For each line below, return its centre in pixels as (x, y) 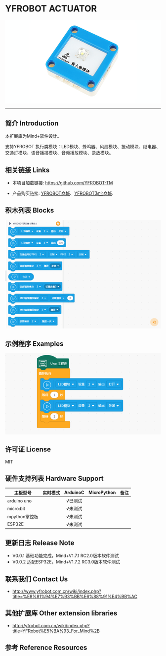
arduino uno (20, 500)
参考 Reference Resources (46, 648)
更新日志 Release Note (40, 543)
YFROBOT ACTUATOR (51, 9)
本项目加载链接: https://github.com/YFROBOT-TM (62, 183)
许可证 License (28, 450)
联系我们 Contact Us (37, 579)
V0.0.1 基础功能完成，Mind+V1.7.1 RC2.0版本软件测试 (65, 556)
